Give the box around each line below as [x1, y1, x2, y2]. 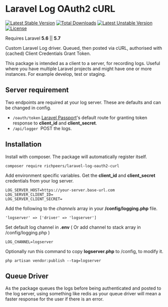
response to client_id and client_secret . [12, 120, 97, 126]
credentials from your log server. [5, 177, 74, 183]
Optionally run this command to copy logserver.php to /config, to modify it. [5, 248, 164, 254]
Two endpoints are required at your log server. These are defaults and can [5, 99, 161, 105]
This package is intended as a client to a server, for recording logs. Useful [5, 60, 160, 66]
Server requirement [5, 86, 69, 95]
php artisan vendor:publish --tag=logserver [5, 258, 101, 263]
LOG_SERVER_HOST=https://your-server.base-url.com [5, 188, 115, 193]
